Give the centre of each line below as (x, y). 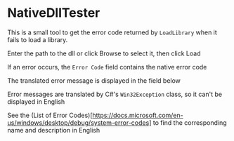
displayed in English (36, 101)
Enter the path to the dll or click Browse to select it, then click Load (104, 53)
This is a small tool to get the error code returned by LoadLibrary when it (112, 32)
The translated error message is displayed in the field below (94, 80)
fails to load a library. (38, 39)
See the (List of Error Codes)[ (50, 115)
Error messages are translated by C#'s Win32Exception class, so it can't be (115, 94)
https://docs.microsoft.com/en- (138, 115)
